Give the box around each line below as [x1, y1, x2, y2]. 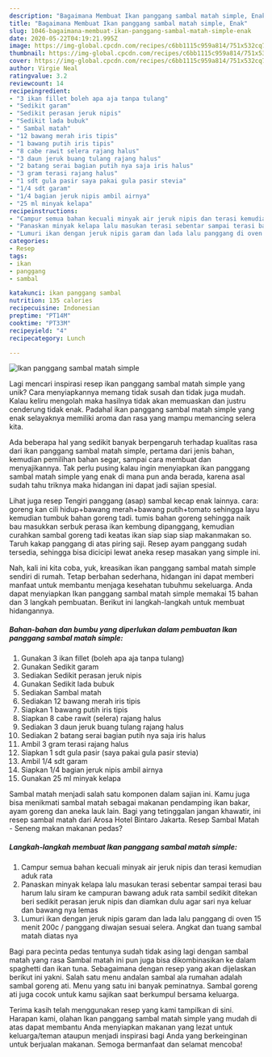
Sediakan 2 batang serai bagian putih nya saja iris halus [20, 731, 207, 740]
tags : [9, 252, 27, 260]
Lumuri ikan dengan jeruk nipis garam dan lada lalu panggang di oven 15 [20, 914, 262, 924]
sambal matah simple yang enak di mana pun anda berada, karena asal [9, 472, 245, 481]
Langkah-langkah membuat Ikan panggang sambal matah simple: [9, 841, 237, 852]
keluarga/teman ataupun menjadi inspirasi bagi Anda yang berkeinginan [9, 1031, 248, 1041]
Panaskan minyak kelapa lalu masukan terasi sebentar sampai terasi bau [20, 879, 262, 889]
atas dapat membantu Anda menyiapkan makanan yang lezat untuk [9, 1022, 233, 1032]
